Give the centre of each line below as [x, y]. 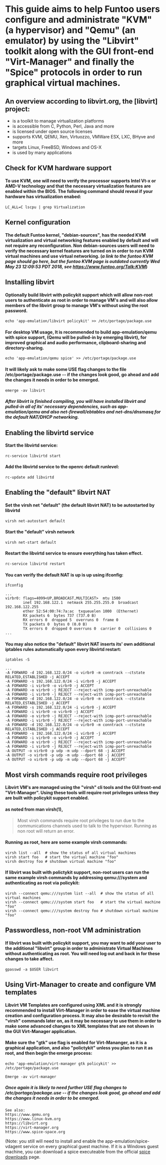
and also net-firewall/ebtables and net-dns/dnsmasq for [101, 412]
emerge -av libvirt [25, 390]
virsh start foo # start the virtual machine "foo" [62, 857]
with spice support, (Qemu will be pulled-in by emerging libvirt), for [76, 337]
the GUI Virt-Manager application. [41, 1031]
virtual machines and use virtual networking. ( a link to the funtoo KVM [79, 256]
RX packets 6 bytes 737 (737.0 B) [60, 616]
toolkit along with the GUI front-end [80, 51]
